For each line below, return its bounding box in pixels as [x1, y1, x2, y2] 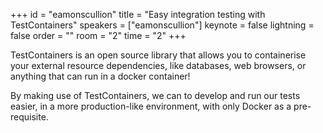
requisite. [10, 111, 49, 123]
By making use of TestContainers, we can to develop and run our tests [10, 90, 301, 101]
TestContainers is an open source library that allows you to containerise [10, 49, 307, 61]
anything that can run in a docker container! [10, 70, 191, 82]
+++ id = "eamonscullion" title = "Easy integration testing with [10, 9, 266, 20]
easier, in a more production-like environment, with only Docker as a [10, 100, 292, 112]
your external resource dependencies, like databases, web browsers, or [10, 60, 307, 71]
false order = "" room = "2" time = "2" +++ [10, 30, 187, 41]
